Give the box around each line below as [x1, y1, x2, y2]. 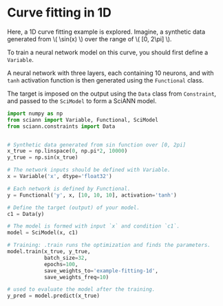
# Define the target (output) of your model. [7, 204, 140, 211]
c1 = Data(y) [7, 210, 45, 217]
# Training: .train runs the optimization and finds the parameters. [7, 242, 211, 249]
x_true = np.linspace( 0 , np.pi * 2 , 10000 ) [7, 148, 128, 155]
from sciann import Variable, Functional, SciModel [7, 116, 158, 123]
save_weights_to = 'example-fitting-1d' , [43, 267, 158, 274]
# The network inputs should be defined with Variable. [7, 166, 171, 173]
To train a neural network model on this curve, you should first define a [7, 48, 209, 56]
